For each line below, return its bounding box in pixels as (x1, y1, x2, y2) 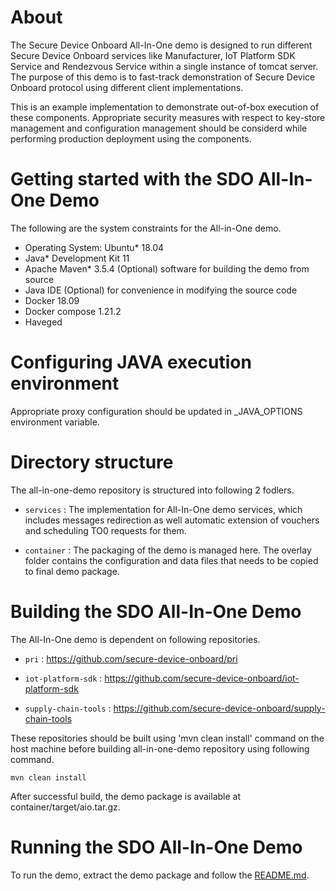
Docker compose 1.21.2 (24, 305, 122, 317)
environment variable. (10, 416, 100, 428)
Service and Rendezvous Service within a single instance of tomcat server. (10, 60, 319, 72)
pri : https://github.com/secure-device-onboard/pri (24, 652, 238, 665)
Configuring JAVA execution (10, 351, 252, 374)
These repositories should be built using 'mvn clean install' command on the (10, 732, 325, 744)
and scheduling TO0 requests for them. (24, 524, 187, 536)
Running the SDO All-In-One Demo (10, 836, 303, 858)
